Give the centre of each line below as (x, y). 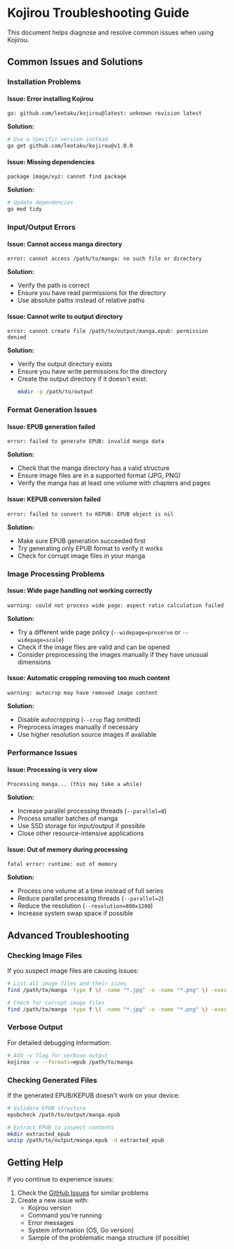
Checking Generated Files (53, 1080)
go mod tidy (25, 209)
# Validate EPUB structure (47, 1108)
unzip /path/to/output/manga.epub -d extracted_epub (86, 1140)
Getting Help (35, 1162)
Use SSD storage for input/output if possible (81, 826)
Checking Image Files (45, 955)
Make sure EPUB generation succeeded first (81, 541)
